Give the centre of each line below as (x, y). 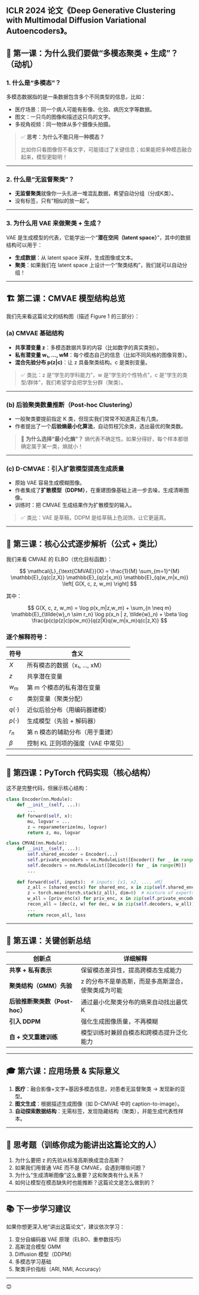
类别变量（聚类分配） (57, 699)
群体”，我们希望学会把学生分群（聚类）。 (77, 382)
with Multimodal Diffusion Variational (76, 21)
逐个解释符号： (28, 637)
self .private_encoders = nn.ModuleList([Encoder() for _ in (103, 860)
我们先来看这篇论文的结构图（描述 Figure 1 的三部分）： (73, 316)
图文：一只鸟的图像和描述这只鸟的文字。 (64, 117)
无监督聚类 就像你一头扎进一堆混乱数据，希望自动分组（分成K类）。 (96, 193)
